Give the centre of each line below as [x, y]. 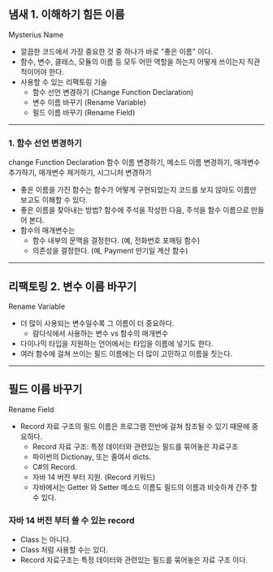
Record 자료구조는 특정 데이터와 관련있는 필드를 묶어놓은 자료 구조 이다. [134, 560]
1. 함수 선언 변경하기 [45, 143]
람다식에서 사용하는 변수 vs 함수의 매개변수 [100, 333]
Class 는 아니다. [45, 539]
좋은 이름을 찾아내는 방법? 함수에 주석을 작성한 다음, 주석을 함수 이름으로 [134, 210]
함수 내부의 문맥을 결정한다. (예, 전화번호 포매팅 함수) [116, 240]
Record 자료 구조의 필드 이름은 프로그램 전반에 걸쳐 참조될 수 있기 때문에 [135, 426]
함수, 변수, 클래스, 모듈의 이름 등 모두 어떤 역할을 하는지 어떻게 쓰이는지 [132, 61]
